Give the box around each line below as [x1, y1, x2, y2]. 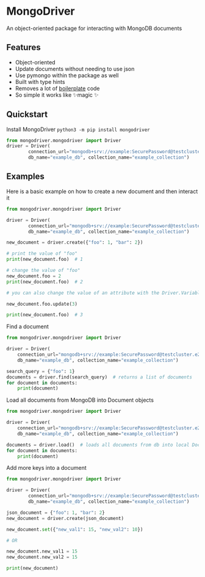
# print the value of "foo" [6, 251, 78, 257]
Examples [6, 172, 45, 182]
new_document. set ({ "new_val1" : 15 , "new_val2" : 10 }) [6, 526, 143, 532]
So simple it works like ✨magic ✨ [15, 91, 99, 99]
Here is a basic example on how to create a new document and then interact [6, 187, 198, 195]
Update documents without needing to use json [15, 65, 135, 72]
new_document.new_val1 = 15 [6, 548, 78, 555]
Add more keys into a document [6, 464, 87, 472]
